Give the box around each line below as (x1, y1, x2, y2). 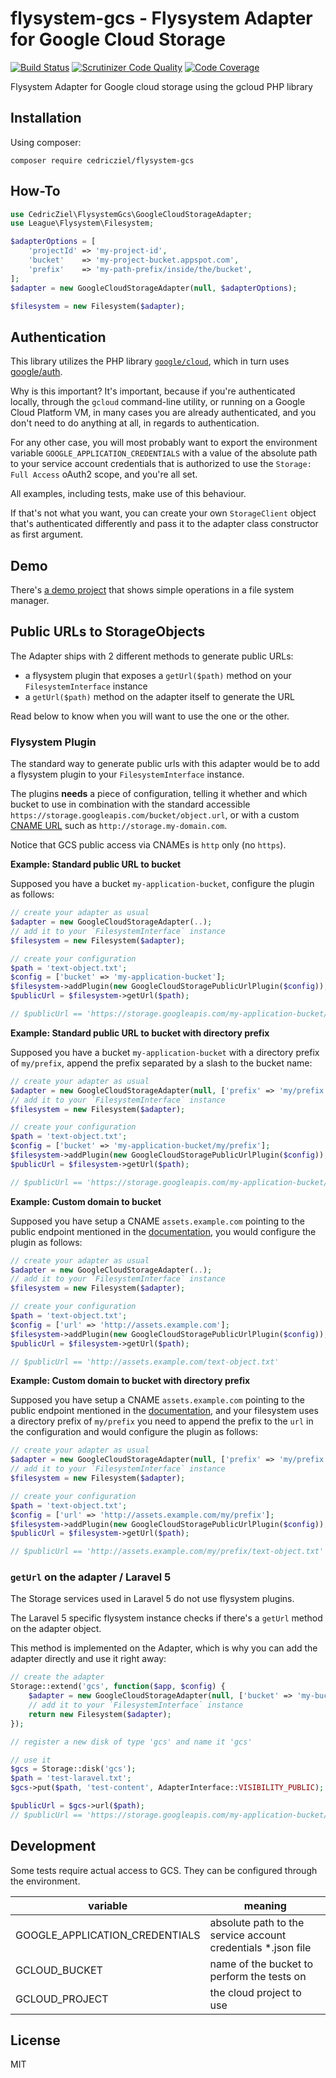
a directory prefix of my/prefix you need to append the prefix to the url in (10, 1415, 314, 1427)
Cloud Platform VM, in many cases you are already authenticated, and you (10, 407, 317, 419)
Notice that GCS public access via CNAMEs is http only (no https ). (10, 839, 287, 851)
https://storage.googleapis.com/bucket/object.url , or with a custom (10, 809, 300, 821)
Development (10, 1838, 97, 1855)
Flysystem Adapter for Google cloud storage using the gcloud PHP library (10, 80, 313, 92)
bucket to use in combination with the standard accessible (10, 798, 251, 811)
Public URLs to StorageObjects (10, 623, 206, 641)
